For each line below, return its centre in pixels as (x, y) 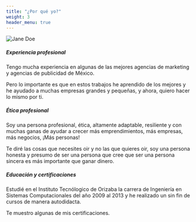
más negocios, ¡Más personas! (43, 137)
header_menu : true (28, 22)
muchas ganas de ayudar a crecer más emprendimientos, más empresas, (94, 131)
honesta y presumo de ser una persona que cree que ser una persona (90, 155)
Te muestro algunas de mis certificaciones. (58, 213)
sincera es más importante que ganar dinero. (60, 161)
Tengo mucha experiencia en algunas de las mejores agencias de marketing (98, 67)
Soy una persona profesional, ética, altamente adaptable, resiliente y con (94, 125)
